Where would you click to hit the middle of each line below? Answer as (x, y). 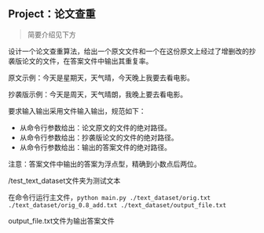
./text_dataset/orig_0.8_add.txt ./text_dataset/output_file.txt (117, 205)
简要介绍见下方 (51, 35)
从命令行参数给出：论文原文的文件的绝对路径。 (95, 127)
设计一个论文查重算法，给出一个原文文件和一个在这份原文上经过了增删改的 (128, 51)
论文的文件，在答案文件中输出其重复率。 (87, 60)
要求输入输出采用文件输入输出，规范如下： (77, 111)
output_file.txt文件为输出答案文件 (62, 220)
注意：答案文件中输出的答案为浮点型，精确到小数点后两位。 (104, 164)
